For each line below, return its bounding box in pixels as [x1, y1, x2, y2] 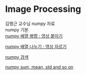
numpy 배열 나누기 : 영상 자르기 [5, 43, 67, 49]
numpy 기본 [5, 26, 29, 33]
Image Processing [5, 3, 81, 15]
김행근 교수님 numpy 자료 [5, 20, 55, 26]
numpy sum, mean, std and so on [5, 64, 74, 70]
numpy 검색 [5, 54, 29, 60]
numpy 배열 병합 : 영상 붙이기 [5, 33, 63, 39]
